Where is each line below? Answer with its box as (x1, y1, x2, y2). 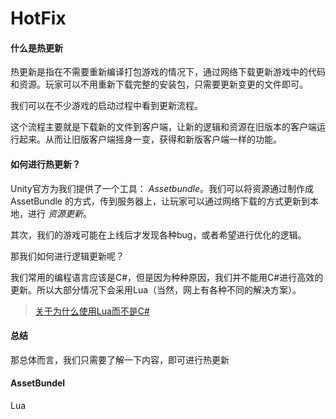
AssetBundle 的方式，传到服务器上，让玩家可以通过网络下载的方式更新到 (10, 195, 310, 207)
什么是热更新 (10, 42, 63, 54)
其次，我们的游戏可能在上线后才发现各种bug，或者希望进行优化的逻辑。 (10, 228, 307, 241)
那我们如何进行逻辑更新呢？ (10, 250, 125, 262)
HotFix (10, 7, 67, 30)
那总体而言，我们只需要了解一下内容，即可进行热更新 (10, 353, 230, 366)
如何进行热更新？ (10, 158, 81, 170)
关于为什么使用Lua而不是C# (34, 305, 150, 317)
